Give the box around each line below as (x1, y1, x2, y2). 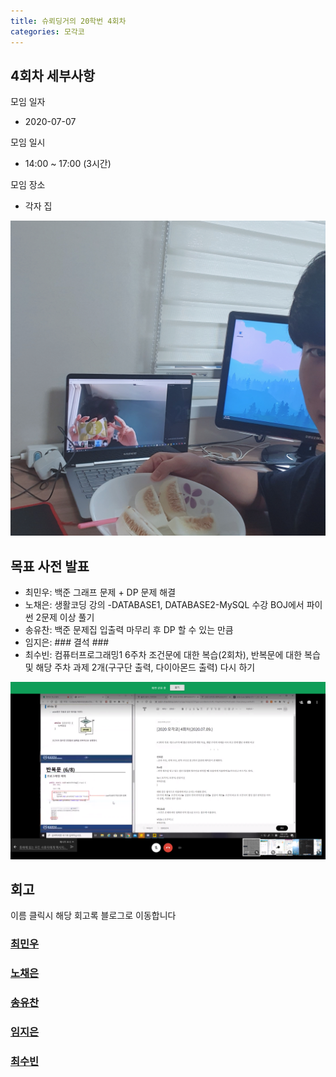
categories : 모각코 (10, 26, 85, 37)
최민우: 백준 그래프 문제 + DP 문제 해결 (24, 586, 177, 599)
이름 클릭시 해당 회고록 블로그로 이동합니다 (10, 910, 177, 922)
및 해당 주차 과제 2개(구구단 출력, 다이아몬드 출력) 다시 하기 (24, 661, 256, 674)
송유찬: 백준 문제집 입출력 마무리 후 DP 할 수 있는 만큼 (24, 624, 234, 636)
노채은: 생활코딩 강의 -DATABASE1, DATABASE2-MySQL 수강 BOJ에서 (24, 599, 305, 611)
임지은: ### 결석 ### (24, 636, 110, 649)
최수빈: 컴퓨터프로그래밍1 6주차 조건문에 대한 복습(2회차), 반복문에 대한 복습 (24, 649, 321, 661)
